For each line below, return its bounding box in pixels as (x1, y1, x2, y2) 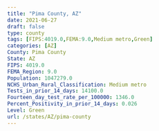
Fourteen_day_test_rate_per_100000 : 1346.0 (7, 94, 135, 101)
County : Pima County (7, 49, 67, 56)
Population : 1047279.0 (7, 74, 73, 82)
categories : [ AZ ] (7, 42, 57, 49)
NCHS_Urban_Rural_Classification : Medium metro (7, 81, 147, 88)
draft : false (7, 23, 45, 30)
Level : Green (7, 107, 45, 114)
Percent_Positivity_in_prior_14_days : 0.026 (7, 101, 138, 107)
